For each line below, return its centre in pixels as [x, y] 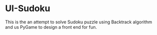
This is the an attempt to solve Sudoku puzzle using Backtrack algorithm [78, 22]
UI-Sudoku [28, 9]
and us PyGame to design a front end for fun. [51, 27]
